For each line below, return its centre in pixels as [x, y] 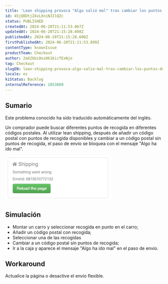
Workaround [25, 264]
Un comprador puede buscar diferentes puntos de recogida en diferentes [81, 127]
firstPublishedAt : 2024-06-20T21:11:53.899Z [52, 43]
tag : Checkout [20, 63]
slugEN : [13, 69]
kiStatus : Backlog [24, 80]
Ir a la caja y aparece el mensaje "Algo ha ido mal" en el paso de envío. [85, 248]
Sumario [19, 106]
